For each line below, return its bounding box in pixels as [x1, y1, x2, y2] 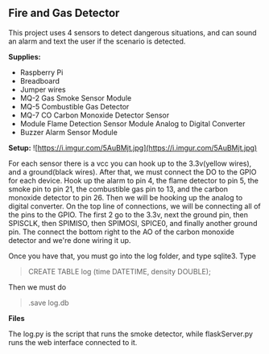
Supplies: [8, 51, 41, 61]
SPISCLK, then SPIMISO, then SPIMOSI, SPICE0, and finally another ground [8, 218, 258, 228]
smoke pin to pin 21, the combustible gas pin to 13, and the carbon [8, 184, 228, 194]
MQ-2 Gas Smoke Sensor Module [19, 93, 132, 103]
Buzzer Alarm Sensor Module [19, 127, 118, 137]
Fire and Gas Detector [8, 6, 120, 20]
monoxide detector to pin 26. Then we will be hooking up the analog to [8, 192, 243, 202]
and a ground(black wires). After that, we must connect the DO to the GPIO [8, 167, 257, 176]
